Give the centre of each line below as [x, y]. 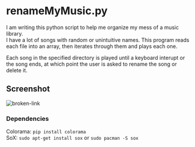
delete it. [17, 70]
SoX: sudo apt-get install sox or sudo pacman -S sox [72, 138]
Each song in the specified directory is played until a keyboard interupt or [96, 57]
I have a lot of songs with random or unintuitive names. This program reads [98, 40]
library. [15, 33]
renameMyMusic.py [57, 11]
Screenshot [28, 89]
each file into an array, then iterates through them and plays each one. [92, 46]
